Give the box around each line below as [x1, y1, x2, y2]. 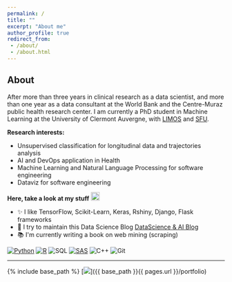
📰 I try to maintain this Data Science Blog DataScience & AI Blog [17, 223, 199, 231]
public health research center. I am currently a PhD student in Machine [7, 107, 209, 115]
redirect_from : [7, 36, 51, 43]
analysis [17, 149, 41, 157]
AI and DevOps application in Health [17, 156, 121, 164]
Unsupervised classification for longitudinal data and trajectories [17, 141, 202, 149]
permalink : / [7, 10, 45, 17]
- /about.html [10, 49, 51, 56]
